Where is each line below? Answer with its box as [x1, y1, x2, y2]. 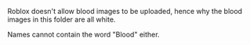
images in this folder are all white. [7, 15, 116, 24]
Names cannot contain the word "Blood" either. [7, 30, 160, 39]
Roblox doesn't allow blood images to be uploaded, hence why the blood [7, 7, 243, 16]
